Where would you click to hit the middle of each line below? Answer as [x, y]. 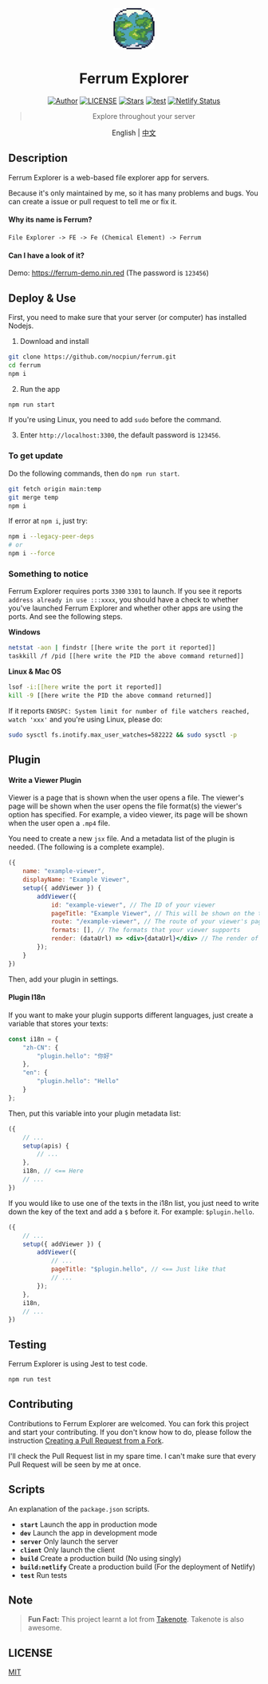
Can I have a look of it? [47, 255]
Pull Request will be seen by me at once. [75, 1465]
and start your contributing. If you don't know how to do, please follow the [130, 1432]
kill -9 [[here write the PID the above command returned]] [110, 695]
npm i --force [32, 554]
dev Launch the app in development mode [89, 1532]
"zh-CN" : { [41, 1048]
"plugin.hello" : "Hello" [78, 1081]
